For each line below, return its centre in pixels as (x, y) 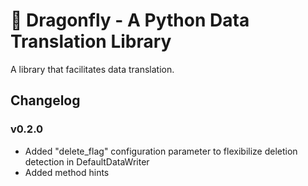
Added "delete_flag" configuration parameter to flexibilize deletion (161, 151)
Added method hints (67, 172)
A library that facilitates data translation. (92, 69)
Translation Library (91, 41)
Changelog (45, 100)
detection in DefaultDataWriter (87, 161)
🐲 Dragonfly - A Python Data (130, 20)
